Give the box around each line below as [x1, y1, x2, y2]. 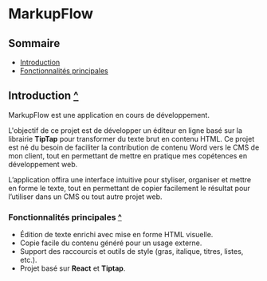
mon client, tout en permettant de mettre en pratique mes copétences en [8, 150, 248, 160]
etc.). [19, 256, 37, 265]
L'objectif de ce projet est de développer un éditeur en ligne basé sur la [8, 125, 243, 135]
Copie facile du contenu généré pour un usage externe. [19, 238, 202, 248]
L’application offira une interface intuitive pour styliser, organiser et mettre [8, 174, 252, 184]
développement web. [8, 159, 78, 169]
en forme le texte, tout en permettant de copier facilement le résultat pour [8, 183, 251, 193]
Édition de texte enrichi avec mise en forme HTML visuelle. [19, 230, 214, 240]
